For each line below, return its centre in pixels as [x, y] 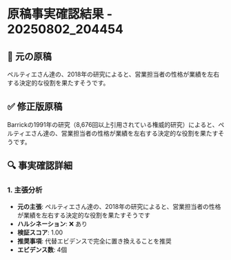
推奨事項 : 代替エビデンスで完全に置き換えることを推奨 [94, 241]
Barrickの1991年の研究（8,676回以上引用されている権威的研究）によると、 [113, 124]
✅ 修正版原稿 [35, 107]
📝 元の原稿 [29, 56]
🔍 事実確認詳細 [40, 166]
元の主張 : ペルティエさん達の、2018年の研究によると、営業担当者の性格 [119, 206]
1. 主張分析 [25, 190]
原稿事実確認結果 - [60, 14]
